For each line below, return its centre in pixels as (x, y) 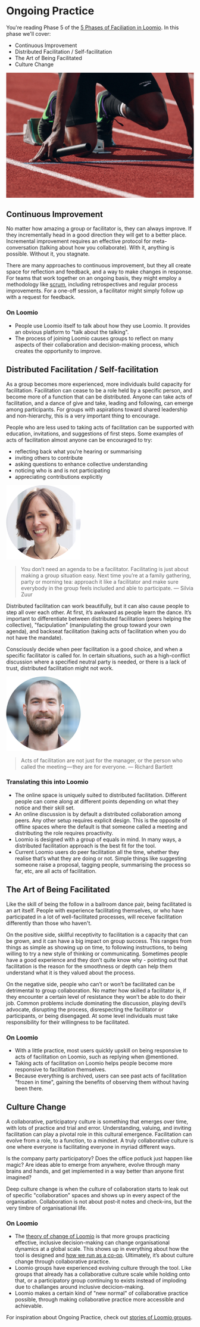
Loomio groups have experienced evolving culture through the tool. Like (103, 1268)
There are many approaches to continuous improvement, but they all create (99, 266)
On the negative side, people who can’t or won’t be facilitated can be (91, 984)
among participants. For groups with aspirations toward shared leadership (97, 409)
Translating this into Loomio (47, 782)
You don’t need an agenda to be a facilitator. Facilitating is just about (104, 569)
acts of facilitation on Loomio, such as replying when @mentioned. (96, 1057)
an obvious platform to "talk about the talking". (72, 332)
